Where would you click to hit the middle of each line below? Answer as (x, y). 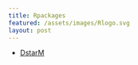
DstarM (32, 53)
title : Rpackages (37, 15)
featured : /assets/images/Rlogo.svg (69, 23)
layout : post (30, 30)
